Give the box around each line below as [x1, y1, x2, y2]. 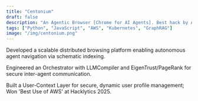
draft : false [6, 14, 38, 20]
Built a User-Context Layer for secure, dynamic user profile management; [6, 82, 184, 89]
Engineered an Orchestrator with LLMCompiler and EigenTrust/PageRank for [6, 64, 192, 71]
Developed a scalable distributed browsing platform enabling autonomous [6, 46, 186, 53]
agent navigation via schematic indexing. [6, 53, 105, 60]
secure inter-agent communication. [6, 70, 92, 78]
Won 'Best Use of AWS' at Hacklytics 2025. [6, 88, 112, 95]
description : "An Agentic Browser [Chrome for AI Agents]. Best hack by [6, 19, 189, 25]
